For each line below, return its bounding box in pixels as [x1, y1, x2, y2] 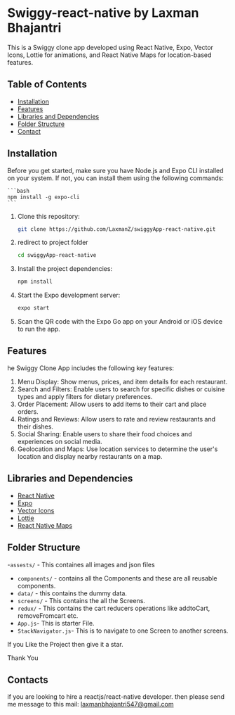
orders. [17, 407, 39, 416]
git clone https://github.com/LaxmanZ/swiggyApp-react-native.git [17, 225, 216, 233]
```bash [7, 187, 30, 194]
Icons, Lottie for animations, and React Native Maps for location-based [7, 51, 212, 59]
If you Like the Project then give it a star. [7, 640, 124, 648]
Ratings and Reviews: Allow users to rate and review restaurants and [17, 415, 216, 423]
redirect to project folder [17, 238, 89, 247]
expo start [17, 305, 50, 312]
